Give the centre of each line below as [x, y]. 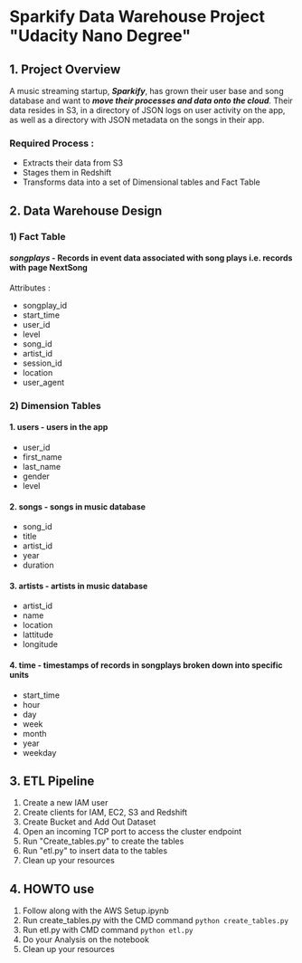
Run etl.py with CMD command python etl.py [108, 930]
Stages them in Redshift [67, 173]
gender [36, 476]
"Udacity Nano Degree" [100, 36]
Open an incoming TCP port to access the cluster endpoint [132, 832]
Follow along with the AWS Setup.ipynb [95, 911]
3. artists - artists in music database [79, 586]
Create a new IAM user [65, 803]
